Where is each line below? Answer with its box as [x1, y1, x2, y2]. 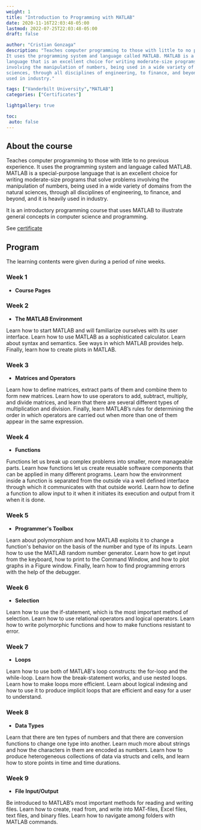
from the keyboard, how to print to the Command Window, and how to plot [6, 556, 190, 563]
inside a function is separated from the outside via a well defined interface [6, 477, 190, 484]
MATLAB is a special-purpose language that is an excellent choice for [6, 170, 178, 177]
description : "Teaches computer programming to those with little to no [6, 47, 191, 54]
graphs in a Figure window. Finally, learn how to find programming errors [6, 562, 185, 569]
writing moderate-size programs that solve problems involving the [6, 176, 169, 183]
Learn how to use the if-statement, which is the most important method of [6, 609, 188, 616]
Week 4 [6, 433, 29, 441]
